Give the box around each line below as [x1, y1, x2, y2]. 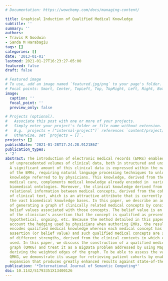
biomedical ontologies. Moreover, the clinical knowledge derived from [9, 184, 162, 189]
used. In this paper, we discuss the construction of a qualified [9, 240, 151, 245]
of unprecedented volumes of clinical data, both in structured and [9, 161, 155, 166]
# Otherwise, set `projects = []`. [5, 133, 84, 138]
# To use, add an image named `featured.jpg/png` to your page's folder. [5, 81, 162, 87]
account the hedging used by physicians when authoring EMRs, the [9, 222, 151, 227]
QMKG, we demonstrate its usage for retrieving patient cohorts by [9, 254, 153, 259]
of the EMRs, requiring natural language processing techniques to [9, 170, 153, 175]
